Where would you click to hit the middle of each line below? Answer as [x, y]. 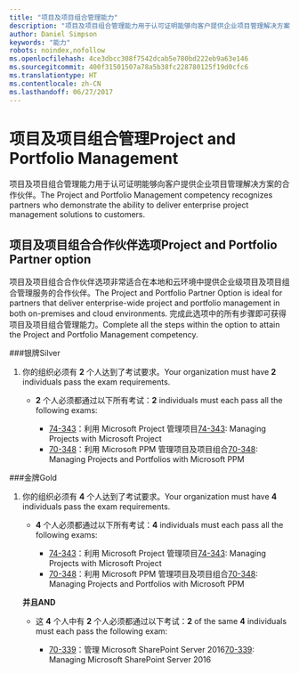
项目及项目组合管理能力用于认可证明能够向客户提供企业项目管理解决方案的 [145, 184]
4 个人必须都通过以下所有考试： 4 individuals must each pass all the [159, 525]
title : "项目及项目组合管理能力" [64, 17]
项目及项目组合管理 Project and [123, 138]
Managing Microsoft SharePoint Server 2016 [130, 660]
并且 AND [39, 603]
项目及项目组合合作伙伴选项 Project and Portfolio [143, 244]
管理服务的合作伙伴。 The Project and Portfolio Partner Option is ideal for [149, 293]
